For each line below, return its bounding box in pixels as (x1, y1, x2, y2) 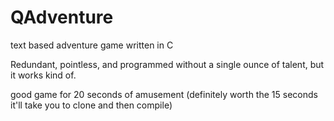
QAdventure (10, 6, 114, 29)
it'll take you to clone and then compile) (10, 99, 173, 111)
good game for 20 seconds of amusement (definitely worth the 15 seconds (10, 88, 318, 100)
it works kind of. (10, 69, 77, 81)
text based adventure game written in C (10, 39, 174, 51)
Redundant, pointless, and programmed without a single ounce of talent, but (10, 58, 325, 70)
